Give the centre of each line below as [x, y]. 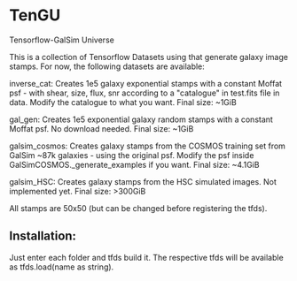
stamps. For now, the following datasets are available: [107, 66]
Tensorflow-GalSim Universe [62, 40]
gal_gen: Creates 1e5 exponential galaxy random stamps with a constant [141, 119]
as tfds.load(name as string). [62, 267]
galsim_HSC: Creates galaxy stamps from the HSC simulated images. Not [143, 181]
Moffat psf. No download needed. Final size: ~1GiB [102, 128]
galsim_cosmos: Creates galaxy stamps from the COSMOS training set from [148, 146]
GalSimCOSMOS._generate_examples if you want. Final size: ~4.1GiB [134, 164]
